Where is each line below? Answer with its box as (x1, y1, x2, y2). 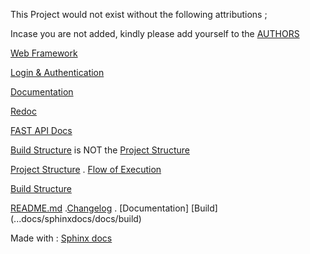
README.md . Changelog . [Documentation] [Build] (10, 202, 218, 214)
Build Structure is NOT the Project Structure (10, 144, 190, 156)
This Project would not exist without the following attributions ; (10, 9, 268, 20)
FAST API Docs (10, 125, 73, 136)
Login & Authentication (10, 67, 105, 78)
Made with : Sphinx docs (10, 232, 113, 244)
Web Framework (10, 47, 78, 59)
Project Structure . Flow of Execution (10, 164, 162, 175)
